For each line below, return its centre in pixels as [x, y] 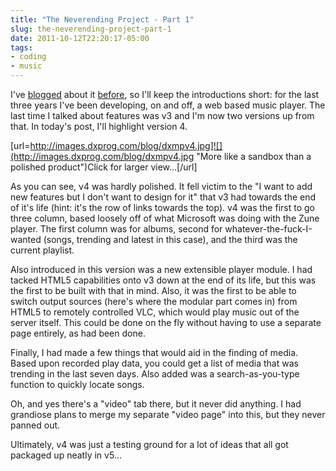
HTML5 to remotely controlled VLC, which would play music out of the [155, 312]
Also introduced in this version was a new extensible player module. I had [161, 269]
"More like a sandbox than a [254, 156]
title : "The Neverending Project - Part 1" [102, 19]
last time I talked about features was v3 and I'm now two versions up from [162, 115]
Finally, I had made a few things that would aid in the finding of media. [154, 352]
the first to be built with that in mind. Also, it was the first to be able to [153, 290]
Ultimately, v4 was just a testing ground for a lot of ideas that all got [149, 444]
